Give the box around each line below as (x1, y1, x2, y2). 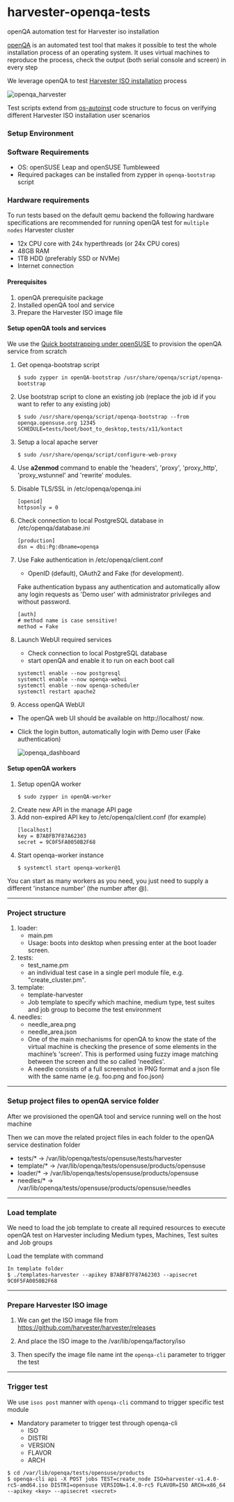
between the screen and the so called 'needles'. (27, 1057, 166, 1066)
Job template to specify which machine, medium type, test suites (27, 998, 215, 1006)
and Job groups (7, 1238, 53, 1247)
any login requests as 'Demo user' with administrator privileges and (17, 590, 211, 598)
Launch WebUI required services (17, 635, 112, 644)
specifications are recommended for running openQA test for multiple (7, 218, 209, 227)
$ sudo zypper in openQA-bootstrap (17, 374, 121, 381)
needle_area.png (27, 1020, 77, 1029)
